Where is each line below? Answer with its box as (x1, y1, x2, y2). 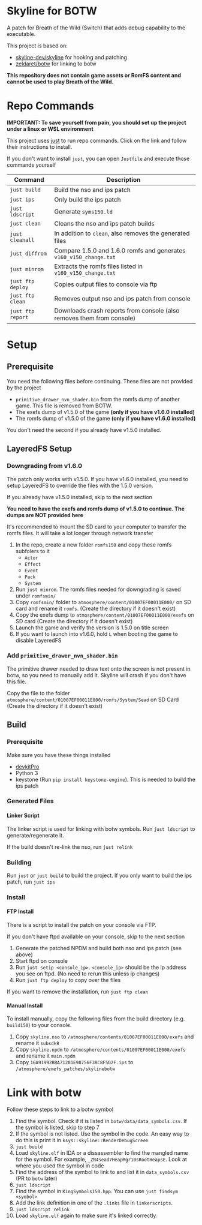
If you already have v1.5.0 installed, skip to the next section (7, 493, 152, 500)
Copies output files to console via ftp (54, 280, 158, 289)
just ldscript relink (15, 1207, 70, 1213)
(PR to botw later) (15, 1175, 58, 1182)
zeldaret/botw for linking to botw (15, 60, 97, 67)
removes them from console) (54, 314, 136, 322)
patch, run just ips (7, 878, 56, 885)
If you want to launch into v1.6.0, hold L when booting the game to (15, 630, 179, 637)
